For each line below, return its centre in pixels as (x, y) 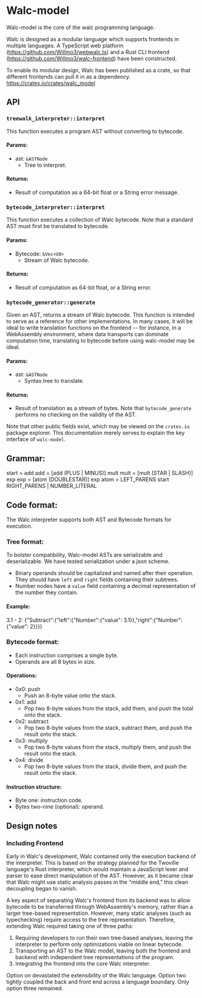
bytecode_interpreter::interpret (56, 207)
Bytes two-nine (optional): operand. (59, 807)
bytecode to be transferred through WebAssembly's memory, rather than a (99, 906)
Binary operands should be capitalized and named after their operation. (104, 573)
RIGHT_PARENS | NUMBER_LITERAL (52, 486)
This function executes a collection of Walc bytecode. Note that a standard (100, 220)
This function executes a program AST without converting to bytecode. (95, 131)
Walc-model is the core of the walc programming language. (81, 27)
